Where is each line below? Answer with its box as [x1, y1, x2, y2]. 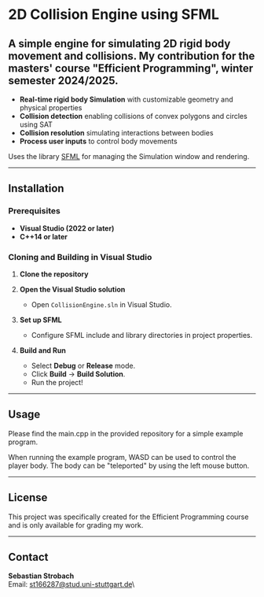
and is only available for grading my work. [8, 520, 144, 529]
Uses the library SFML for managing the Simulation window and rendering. [8, 152, 250, 161]
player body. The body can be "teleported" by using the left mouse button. [8, 461, 250, 470]
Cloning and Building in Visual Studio [8, 251, 152, 262]
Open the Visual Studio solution [19, 284, 126, 294]
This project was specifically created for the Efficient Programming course [8, 512, 249, 521]
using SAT [19, 120, 53, 129]
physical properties [19, 103, 82, 112]
